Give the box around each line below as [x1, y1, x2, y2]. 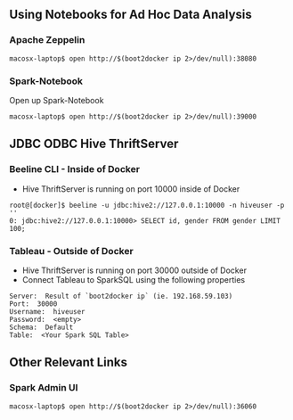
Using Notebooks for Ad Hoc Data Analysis [9, 7, 252, 22]
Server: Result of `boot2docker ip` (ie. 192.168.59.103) [9, 292, 233, 301]
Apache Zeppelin [9, 34, 85, 46]
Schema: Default [9, 323, 74, 332]
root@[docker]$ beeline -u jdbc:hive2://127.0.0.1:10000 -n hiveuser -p [9, 201, 285, 210]
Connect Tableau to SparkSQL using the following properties [21, 274, 246, 284]
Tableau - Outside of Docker [9, 244, 134, 257]
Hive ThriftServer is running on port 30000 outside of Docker [21, 265, 248, 276]
